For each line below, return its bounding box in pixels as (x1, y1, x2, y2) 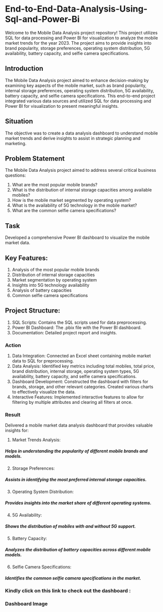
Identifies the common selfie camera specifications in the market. (5, 575, 142, 581)
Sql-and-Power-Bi (5, 14, 80, 25)
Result (5, 412, 21, 418)
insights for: (5, 428, 29, 433)
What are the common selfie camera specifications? (12, 208, 116, 214)
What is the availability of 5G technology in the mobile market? (12, 202, 137, 208)
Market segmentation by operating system (12, 277, 97, 282)
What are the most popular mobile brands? (12, 182, 98, 188)
